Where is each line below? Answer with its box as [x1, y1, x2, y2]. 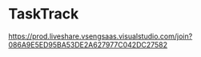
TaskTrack [8, 5, 79, 23]
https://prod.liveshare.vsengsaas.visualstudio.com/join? [8, 31, 193, 41]
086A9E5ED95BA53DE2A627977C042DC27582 [8, 39, 168, 49]
